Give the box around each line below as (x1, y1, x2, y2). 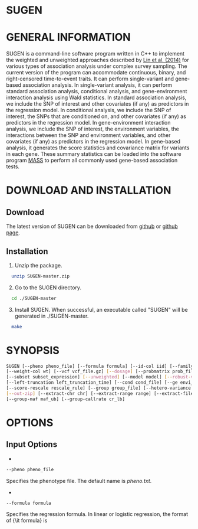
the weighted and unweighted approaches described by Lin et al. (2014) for (6, 57, 190, 64)
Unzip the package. (14, 262, 62, 269)
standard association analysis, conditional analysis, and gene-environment (6, 88, 187, 95)
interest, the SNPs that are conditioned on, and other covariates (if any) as (6, 113, 187, 120)
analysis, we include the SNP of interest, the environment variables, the (6, 125, 180, 133)
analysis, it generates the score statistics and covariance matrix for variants (6, 144, 190, 151)
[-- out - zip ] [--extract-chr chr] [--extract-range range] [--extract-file (6, 390, 194, 396)
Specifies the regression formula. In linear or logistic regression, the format (6, 511, 189, 518)
